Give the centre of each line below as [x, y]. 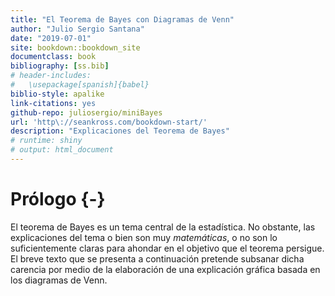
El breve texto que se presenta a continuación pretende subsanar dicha [157, 258]
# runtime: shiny [46, 141]
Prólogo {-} [58, 199]
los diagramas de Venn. [59, 280]
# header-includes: [51, 76]
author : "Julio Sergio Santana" [77, 29]
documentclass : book [53, 57]
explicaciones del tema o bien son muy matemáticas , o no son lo [144, 237]
